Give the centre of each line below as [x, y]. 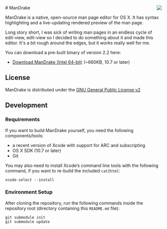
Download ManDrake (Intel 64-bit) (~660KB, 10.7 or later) [71, 62]
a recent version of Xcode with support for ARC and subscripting [79, 145]
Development [27, 106]
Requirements [23, 120]
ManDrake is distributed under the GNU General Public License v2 [73, 89]
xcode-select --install [30, 180]
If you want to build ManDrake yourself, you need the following [69, 130]
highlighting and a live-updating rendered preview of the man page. [74, 23]
